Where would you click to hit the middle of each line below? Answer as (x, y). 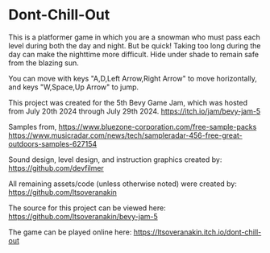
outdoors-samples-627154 (53, 143)
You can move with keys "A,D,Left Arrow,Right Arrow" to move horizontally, (133, 78)
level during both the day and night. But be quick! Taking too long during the (135, 45)
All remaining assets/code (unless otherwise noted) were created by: (123, 184)
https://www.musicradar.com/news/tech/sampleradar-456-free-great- (126, 135)
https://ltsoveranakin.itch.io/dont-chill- (197, 232)
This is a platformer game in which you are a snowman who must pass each (134, 37)
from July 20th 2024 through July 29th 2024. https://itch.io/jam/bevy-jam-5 (135, 111)
